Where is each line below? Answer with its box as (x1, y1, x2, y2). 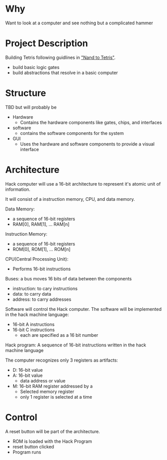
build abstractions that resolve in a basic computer (12, 69, 118, 76)
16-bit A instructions (12, 321, 54, 327)
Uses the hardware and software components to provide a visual (20, 140, 155, 147)
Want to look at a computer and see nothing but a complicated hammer (5, 20, 153, 26)
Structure (5, 87, 46, 99)
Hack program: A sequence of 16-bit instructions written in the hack (5, 342, 146, 348)
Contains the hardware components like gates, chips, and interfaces (20, 119, 162, 125)
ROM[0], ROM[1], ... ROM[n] (12, 246, 71, 252)
